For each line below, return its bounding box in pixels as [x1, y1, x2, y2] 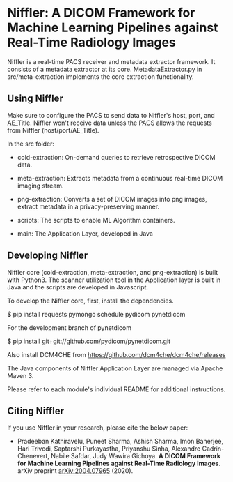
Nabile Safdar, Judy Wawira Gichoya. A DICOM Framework [51, 452, 221, 460]
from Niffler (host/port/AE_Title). [7, 126, 99, 134]
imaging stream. [17, 181, 64, 190]
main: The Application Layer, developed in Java [17, 229, 153, 238]
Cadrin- [202, 444, 225, 453]
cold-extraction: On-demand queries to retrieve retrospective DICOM [17, 153, 216, 161]
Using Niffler [7, 93, 64, 105]
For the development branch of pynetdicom [7, 323, 132, 332]
